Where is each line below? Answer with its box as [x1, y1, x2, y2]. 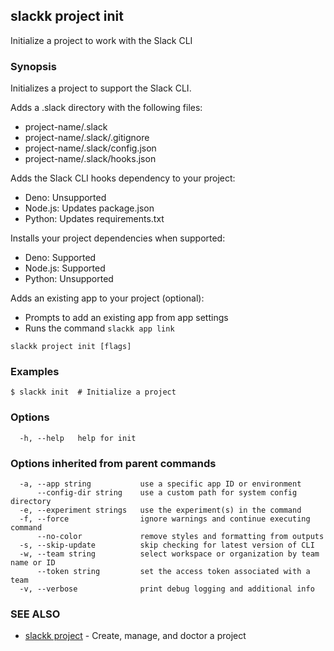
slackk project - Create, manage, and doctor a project [24, 630, 247, 642]
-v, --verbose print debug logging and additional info [19, 584, 315, 594]
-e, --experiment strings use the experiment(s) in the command [19, 505, 302, 515]
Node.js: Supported [24, 262, 106, 274]
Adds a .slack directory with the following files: [10, 102, 203, 114]
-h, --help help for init [19, 433, 137, 443]
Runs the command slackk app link [24, 322, 175, 334]
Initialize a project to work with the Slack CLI [10, 34, 193, 46]
